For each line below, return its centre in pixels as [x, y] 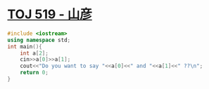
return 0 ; [34, 73]
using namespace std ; [39, 40]
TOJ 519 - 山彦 [50, 14]
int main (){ [25, 46]
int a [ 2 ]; [34, 53]
